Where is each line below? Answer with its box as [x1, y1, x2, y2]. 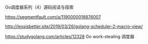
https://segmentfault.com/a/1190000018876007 [5, 14, 101, 20]
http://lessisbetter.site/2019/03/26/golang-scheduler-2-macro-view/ [5, 23, 143, 29]
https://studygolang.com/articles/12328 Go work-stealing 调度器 [5, 34, 135, 39]
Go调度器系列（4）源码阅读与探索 [5, 4, 74, 10]
